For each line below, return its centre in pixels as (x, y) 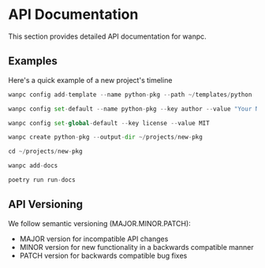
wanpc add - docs (33, 166)
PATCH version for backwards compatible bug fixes (103, 255)
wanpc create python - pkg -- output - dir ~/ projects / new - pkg (105, 137)
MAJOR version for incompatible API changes (94, 239)
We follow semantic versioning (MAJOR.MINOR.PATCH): (99, 223)
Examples (33, 61)
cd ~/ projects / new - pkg (45, 151)
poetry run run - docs (42, 180)
